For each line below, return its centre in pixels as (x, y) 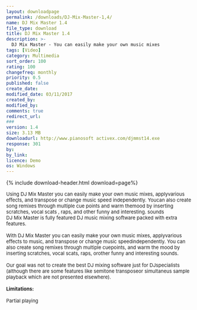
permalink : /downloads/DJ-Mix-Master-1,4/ (59, 17)
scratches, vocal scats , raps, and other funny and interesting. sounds (85, 212)
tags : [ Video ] (24, 50)
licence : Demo (24, 161)
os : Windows (21, 166)
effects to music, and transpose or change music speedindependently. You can (96, 242)
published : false (28, 84)
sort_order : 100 (26, 61)
